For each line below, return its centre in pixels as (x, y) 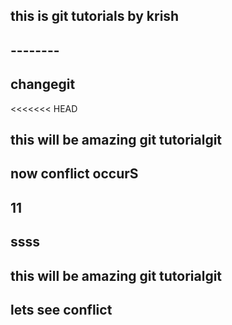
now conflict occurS (74, 174)
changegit (43, 84)
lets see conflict (61, 309)
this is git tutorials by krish (95, 16)
